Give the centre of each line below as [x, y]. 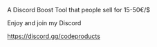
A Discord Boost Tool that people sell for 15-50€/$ [79, 10]
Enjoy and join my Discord [44, 23]
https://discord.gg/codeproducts [54, 36]
